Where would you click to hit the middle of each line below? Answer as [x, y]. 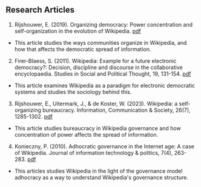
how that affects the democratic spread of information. [83, 49]
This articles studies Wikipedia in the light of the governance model [98, 171]
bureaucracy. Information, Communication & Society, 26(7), [117, 110]
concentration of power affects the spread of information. [86, 134]
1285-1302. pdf [33, 116]
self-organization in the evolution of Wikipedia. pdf [77, 31]
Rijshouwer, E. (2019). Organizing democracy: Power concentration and [104, 24]
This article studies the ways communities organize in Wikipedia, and [100, 42]
